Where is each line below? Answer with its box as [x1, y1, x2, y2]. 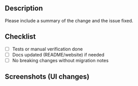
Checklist [5, 33, 36, 41]
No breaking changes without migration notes [12, 57, 109, 63]
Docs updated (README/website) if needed [12, 51, 105, 58]
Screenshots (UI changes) [5, 72, 90, 81]
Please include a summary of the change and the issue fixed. [5, 17, 133, 23]
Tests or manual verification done [12, 46, 83, 52]
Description [5, 4, 43, 13]
